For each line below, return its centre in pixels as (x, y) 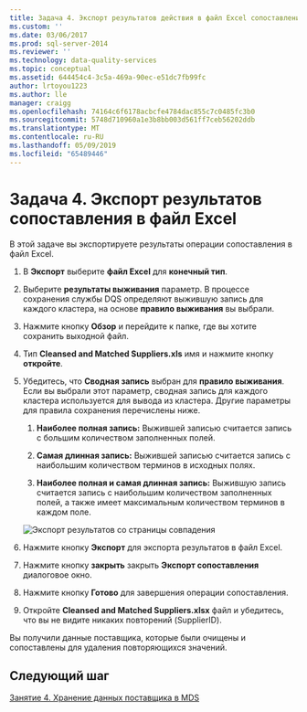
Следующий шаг (59, 676)
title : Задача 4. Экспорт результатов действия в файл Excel (128, 18)
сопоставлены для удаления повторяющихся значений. (118, 647)
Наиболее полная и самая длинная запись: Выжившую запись (161, 483)
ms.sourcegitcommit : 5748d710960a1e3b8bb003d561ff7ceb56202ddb (132, 120)
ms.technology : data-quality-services (83, 60)
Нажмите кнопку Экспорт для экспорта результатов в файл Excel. (153, 547)
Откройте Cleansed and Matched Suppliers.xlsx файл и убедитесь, (153, 610)
